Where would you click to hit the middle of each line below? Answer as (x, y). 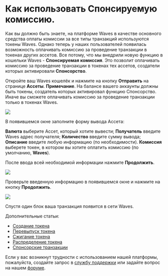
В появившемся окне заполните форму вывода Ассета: (65, 121)
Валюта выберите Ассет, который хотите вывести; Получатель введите (83, 131)
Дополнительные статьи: (32, 216)
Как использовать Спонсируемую (81, 9)
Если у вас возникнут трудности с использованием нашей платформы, (82, 257)
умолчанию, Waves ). (28, 152)
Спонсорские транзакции (40, 247)
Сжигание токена (31, 236)
